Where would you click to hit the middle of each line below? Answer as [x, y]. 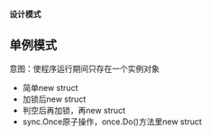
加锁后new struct [54, 99]
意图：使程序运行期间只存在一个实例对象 [84, 68]
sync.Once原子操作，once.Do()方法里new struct [112, 122]
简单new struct [50, 87]
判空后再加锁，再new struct [74, 110]
